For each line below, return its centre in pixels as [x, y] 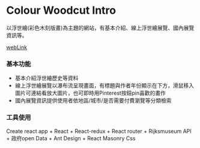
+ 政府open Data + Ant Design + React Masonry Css [71, 138]
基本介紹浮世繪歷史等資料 [47, 78]
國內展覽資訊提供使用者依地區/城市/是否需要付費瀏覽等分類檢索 [93, 101]
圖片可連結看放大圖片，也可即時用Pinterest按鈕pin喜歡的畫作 [90, 93]
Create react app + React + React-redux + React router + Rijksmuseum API [99, 131]
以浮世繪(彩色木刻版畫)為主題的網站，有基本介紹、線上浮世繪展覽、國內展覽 [100, 28]
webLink [17, 47]
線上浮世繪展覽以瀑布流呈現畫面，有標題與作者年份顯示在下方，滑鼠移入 [104, 86]
